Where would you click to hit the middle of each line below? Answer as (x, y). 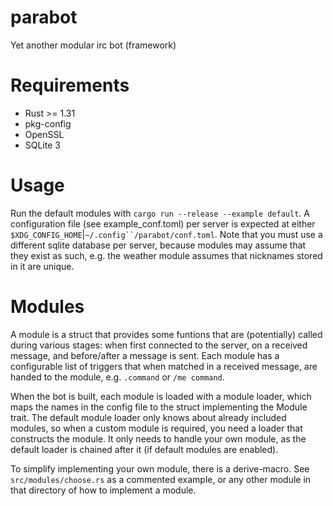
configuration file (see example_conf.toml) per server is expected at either (163, 223)
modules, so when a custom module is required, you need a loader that (156, 428)
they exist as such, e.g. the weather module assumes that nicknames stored (166, 255)
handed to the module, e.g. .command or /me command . (117, 377)
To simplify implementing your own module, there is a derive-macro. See (160, 468)
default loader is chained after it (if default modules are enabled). (144, 449)
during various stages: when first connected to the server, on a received (159, 345)
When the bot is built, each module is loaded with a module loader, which (161, 396)
